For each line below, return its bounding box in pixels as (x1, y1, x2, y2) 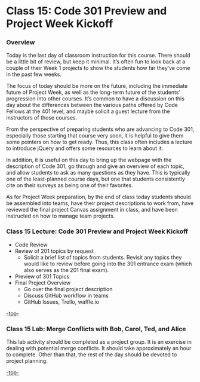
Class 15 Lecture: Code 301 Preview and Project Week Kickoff (6, 227, 188, 236)
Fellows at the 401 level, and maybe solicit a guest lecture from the (6, 108, 170, 115)
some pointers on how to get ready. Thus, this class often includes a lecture (6, 139, 193, 146)
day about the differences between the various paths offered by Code (6, 102, 178, 109)
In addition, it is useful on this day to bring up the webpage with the (6, 157, 172, 164)
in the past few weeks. (6, 71, 61, 78)
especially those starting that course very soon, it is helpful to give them (6, 132, 184, 139)
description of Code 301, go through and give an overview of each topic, (6, 163, 185, 170)
